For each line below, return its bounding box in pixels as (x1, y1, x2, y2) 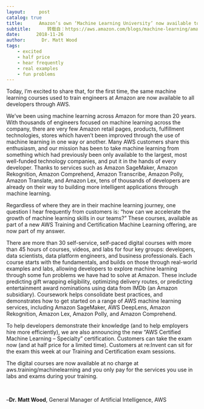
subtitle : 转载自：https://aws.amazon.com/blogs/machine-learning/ (6, 26, 191, 32)
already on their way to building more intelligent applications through (6, 184, 178, 191)
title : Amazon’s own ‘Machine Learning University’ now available (6, 20, 191, 26)
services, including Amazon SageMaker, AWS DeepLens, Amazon (6, 304, 171, 311)
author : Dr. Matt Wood (6, 37, 78, 43)
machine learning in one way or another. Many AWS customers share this (6, 138, 190, 146)
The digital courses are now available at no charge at (6, 360, 139, 367)
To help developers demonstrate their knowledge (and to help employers (6, 322, 189, 329)
